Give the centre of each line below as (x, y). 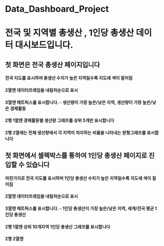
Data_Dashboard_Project (57, 9)
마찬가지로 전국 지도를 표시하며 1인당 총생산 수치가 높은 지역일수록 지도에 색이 (78, 178)
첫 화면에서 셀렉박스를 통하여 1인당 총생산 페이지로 (76, 156)
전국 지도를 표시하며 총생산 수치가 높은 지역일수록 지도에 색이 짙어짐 (69, 78)
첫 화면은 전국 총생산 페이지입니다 (53, 65)
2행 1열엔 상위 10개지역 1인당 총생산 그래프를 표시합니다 (58, 226)
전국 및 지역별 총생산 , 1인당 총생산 (70, 33)
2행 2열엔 (14, 239)
